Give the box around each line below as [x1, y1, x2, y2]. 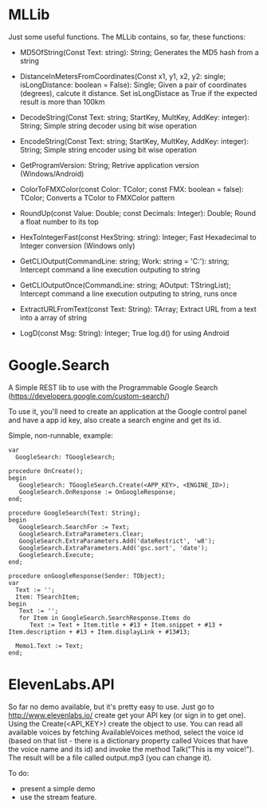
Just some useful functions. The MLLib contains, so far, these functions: [8, 32, 245, 42]
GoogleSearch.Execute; [18, 551, 94, 559]
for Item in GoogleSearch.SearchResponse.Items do [18, 614, 191, 622]
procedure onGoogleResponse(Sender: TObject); [8, 571, 166, 580]
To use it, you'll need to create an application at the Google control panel [8, 406, 247, 416]
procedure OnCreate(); [8, 467, 84, 475]
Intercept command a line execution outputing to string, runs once [19, 289, 238, 298]
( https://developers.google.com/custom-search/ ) [8, 391, 170, 400]
